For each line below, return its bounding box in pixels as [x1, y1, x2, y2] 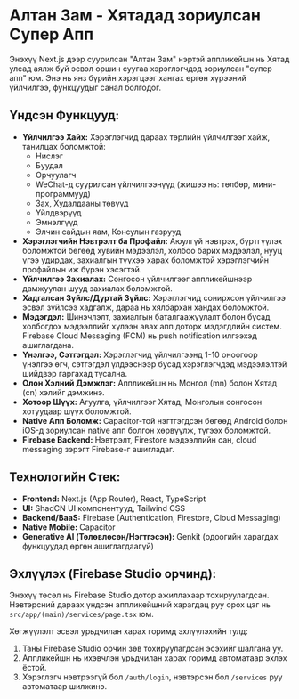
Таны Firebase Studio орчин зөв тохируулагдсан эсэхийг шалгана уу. [21, 643, 284, 654]
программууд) [35, 188, 91, 199]
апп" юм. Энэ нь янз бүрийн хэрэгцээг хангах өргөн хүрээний [9, 72, 247, 83]
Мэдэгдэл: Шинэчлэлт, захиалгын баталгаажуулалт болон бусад [21, 311, 271, 321]
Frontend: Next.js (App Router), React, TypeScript [21, 493, 206, 504]
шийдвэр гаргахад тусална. [21, 368, 127, 378]
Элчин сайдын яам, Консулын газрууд [35, 226, 181, 237]
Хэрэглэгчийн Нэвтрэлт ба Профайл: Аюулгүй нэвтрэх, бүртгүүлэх [21, 235, 283, 246]
